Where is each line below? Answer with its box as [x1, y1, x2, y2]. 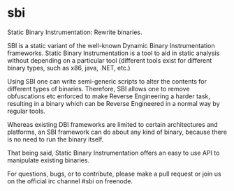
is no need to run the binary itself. [7, 135, 104, 144]
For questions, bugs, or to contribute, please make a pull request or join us [7, 169, 221, 178]
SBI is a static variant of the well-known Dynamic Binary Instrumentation [7, 41, 215, 49]
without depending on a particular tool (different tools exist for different [7, 56, 212, 64]
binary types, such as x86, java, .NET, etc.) [7, 63, 131, 72]
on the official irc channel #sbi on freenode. [7, 176, 133, 185]
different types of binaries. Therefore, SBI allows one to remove [7, 84, 190, 93]
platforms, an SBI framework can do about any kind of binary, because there [7, 128, 227, 136]
